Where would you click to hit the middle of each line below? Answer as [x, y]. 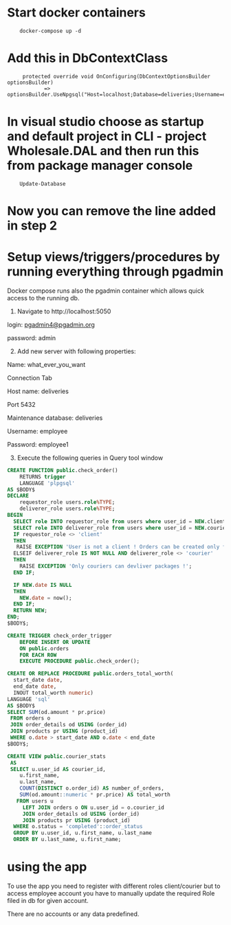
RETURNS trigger [43, 477]
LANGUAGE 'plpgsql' [47, 483]
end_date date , [35, 687]
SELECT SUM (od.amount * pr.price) [57, 712]
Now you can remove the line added [112, 211]
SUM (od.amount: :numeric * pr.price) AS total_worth [95, 795]
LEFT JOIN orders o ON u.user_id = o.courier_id [93, 807]
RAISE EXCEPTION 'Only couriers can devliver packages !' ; [106, 566]
